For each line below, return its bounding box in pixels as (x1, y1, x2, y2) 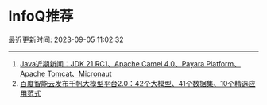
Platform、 (206, 58, 241, 68)
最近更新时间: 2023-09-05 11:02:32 (8, 35, 125, 44)
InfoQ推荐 (8, 7, 74, 25)
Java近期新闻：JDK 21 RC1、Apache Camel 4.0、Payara (19, 58, 205, 68)
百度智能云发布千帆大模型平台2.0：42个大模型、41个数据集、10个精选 (19, 78, 249, 88)
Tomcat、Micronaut (47, 69, 113, 78)
